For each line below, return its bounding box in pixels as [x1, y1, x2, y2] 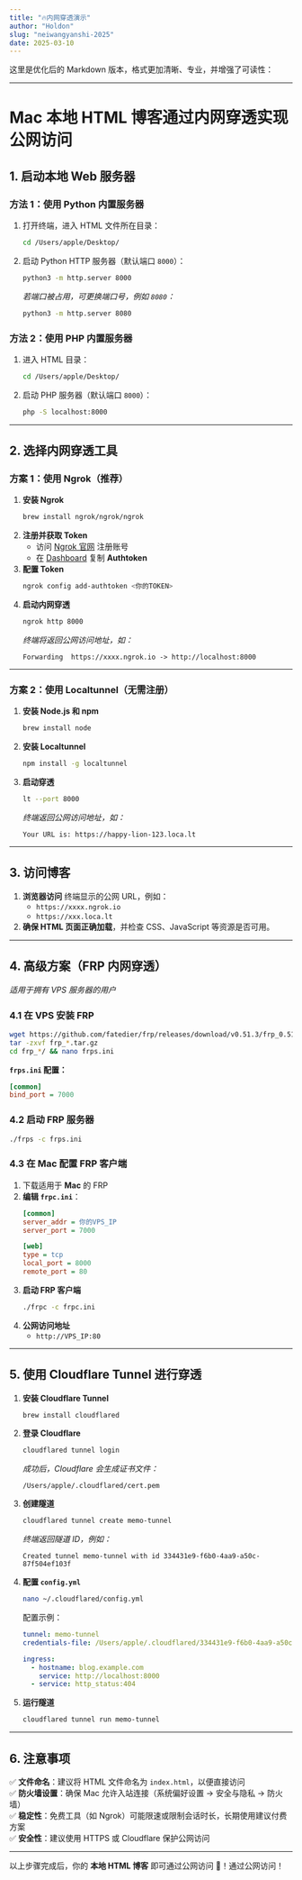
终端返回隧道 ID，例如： [22, 1534, 112, 1545]
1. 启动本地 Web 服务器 [9, 169, 136, 184]
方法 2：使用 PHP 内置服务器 [9, 332, 133, 344]
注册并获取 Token [22, 530, 88, 541]
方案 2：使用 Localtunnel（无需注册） [9, 684, 173, 697]
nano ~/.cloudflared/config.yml [22, 1594, 144, 1604]
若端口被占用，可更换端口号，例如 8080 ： [22, 290, 175, 302]
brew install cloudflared [22, 1410, 120, 1419]
